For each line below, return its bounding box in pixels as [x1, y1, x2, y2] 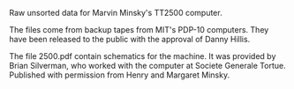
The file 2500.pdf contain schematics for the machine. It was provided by [9, 51, 276, 61]
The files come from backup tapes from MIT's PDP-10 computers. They [9, 25, 269, 34]
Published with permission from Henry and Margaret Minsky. [9, 70, 230, 80]
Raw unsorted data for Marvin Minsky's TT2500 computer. [9, 8, 222, 18]
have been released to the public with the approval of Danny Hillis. [9, 34, 251, 44]
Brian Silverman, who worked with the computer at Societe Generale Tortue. [9, 61, 286, 70]
